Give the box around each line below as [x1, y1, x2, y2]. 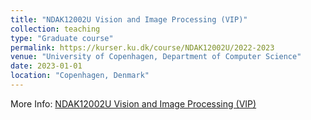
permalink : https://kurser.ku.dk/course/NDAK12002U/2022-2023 [10, 42, 275, 53]
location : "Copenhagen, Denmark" [10, 71, 150, 81]
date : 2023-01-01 [10, 61, 83, 71]
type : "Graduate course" [10, 33, 114, 43]
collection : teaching [10, 24, 101, 34]
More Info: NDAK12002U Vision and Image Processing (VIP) [10, 97, 257, 110]
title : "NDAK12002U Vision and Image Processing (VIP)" [10, 14, 248, 25]
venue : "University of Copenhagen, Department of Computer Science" [10, 52, 302, 62]
